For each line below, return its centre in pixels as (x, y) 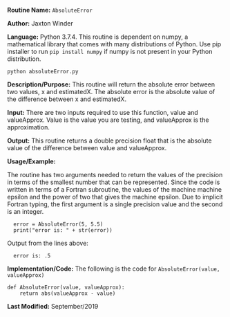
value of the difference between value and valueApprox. (87, 148)
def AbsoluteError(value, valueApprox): (66, 287)
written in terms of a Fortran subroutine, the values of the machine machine (115, 189)
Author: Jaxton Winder (40, 23)
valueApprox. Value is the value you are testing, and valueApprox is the (108, 120)
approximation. (28, 127)
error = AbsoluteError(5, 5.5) (58, 224)
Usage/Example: (31, 161)
